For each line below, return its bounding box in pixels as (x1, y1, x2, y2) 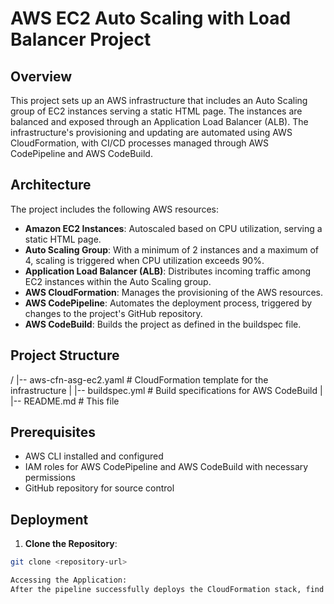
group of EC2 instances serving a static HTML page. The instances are (10, 105, 303, 117)
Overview (10, 68, 73, 85)
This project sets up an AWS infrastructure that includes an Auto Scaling (10, 95, 308, 106)
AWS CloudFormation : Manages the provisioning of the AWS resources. (24, 286, 323, 298)
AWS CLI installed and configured (24, 450, 164, 462)
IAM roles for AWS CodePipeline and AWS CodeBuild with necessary (24, 461, 309, 473)
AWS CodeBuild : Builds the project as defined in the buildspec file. (24, 318, 302, 330)
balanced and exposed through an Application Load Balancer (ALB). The (10, 116, 309, 127)
